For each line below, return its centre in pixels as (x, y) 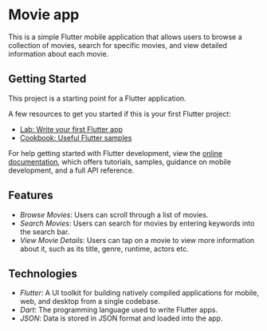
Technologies (43, 273)
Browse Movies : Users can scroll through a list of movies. (114, 214)
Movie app (44, 15)
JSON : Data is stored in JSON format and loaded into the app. (121, 318)
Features (31, 195)
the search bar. (45, 231)
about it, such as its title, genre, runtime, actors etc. (104, 249)
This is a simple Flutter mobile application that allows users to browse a (126, 37)
